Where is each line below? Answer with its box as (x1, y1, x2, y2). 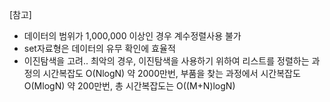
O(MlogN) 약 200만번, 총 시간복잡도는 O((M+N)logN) (23, 80, 236, 92)
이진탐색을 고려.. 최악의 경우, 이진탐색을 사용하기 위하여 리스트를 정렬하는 (23, 55, 310, 67)
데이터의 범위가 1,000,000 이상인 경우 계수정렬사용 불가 (23, 30, 242, 42)
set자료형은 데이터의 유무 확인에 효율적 (23, 43, 176, 54)
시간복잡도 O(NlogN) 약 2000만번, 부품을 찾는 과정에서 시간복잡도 (42, 68, 301, 79)
